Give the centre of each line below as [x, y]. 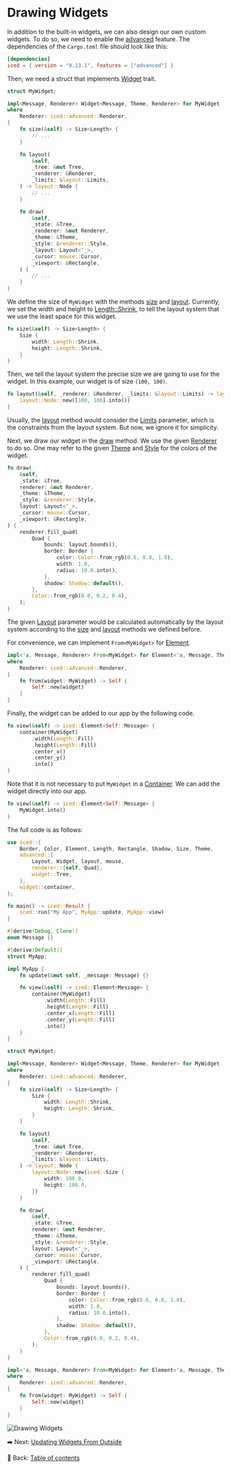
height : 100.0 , [66, 1185]
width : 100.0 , [64, 1179]
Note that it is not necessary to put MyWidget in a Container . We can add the [113, 784]
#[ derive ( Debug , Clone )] [43, 931]
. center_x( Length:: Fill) [79, 1013]
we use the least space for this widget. [62, 316]
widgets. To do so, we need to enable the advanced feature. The [99, 39]
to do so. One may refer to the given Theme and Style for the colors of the [112, 448]
